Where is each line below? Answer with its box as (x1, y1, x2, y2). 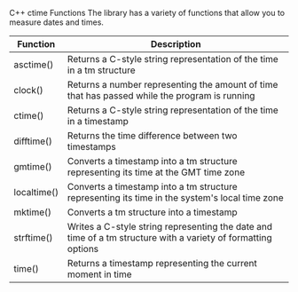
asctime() (13, 59, 54, 70)
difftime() (13, 135, 53, 147)
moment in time (67, 268, 132, 280)
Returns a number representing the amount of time (67, 79, 278, 91)
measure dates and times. (9, 17, 105, 28)
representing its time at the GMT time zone (67, 166, 246, 178)
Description (150, 38, 201, 50)
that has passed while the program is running (67, 90, 255, 101)
